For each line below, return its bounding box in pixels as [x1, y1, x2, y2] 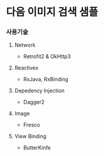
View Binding [14, 133, 47, 140]
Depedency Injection [14, 87, 65, 94]
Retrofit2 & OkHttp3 [23, 53, 71, 60]
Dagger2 [23, 98, 45, 106]
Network [14, 42, 36, 49]
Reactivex [14, 64, 39, 71]
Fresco [23, 121, 40, 128]
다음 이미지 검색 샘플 [6, 5, 98, 19]
